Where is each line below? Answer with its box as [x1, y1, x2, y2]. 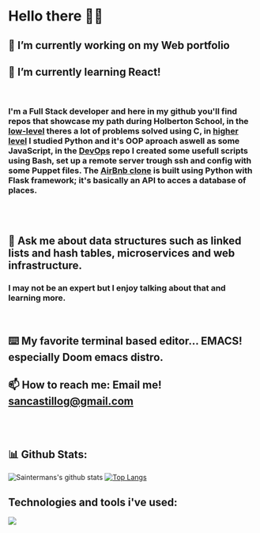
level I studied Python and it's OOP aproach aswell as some [8, 136, 240, 147]
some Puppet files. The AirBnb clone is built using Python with [8, 165, 253, 176]
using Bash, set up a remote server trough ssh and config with [8, 156, 252, 167]
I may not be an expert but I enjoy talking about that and [8, 283, 227, 293]
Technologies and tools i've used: [8, 495, 178, 509]
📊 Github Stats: [8, 448, 88, 461]
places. [8, 185, 38, 196]
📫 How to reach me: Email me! [8, 378, 162, 392]
